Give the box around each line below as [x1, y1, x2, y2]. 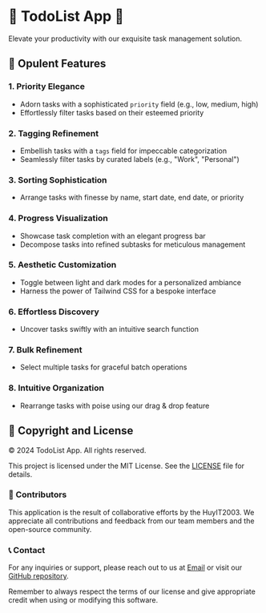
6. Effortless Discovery [8, 306, 100, 317]
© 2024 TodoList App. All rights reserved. [8, 445, 147, 455]
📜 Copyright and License [8, 424, 134, 438]
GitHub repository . [8, 571, 70, 581]
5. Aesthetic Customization [8, 260, 117, 271]
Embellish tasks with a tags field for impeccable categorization [19, 146, 227, 155]
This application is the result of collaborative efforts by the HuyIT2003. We [8, 507, 255, 517]
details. [8, 469, 33, 479]
